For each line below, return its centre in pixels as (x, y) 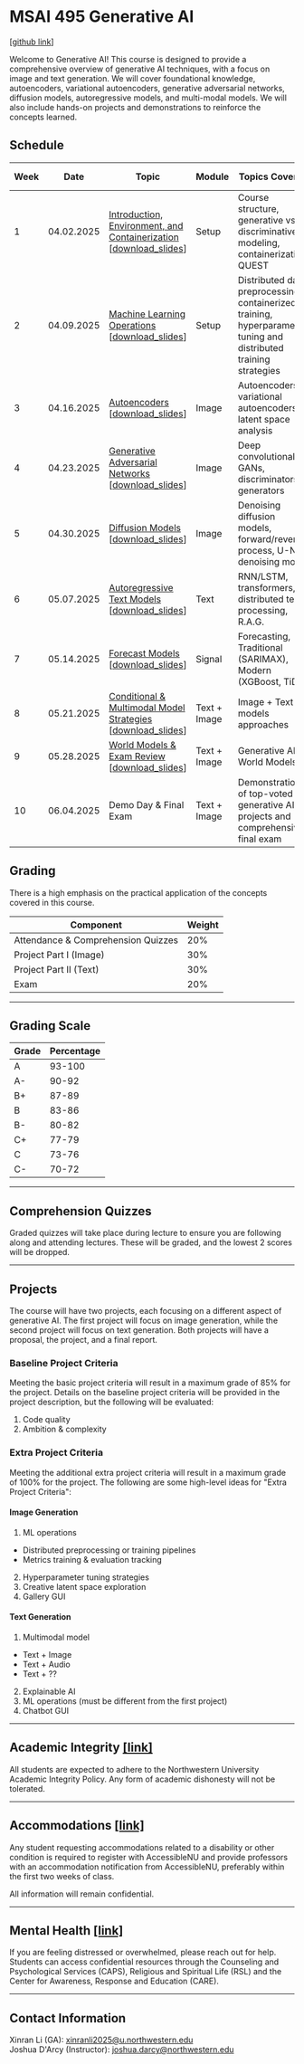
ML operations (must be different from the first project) (125, 1701)
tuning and (261, 337)
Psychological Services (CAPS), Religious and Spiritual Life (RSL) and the (146, 1972)
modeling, (259, 243)
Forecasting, (265, 636)
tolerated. (27, 1788)
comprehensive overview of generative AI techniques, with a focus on (140, 69)
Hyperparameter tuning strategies (85, 1577)
